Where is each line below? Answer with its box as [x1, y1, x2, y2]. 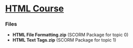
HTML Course [5, 3, 64, 14]
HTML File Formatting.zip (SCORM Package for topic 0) [12, 32, 128, 38]
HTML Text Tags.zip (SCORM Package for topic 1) [12, 37, 116, 43]
